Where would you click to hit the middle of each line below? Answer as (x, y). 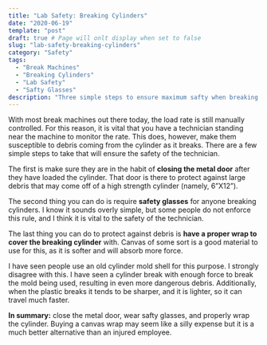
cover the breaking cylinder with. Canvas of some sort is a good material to (133, 242)
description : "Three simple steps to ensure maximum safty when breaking (133, 97)
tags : (17, 61)
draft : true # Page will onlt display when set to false (105, 38)
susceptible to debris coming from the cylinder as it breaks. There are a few (133, 145)
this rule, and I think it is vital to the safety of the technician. (106, 218)
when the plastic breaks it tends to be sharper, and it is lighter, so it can (125, 292)
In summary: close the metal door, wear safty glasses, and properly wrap (129, 316)
